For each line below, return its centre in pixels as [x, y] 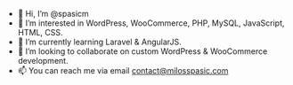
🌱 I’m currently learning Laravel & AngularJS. [100, 42]
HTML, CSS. [40, 32]
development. [43, 61]
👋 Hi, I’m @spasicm [53, 14]
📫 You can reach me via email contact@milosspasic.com [123, 70]
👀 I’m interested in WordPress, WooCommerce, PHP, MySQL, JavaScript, [151, 23]
